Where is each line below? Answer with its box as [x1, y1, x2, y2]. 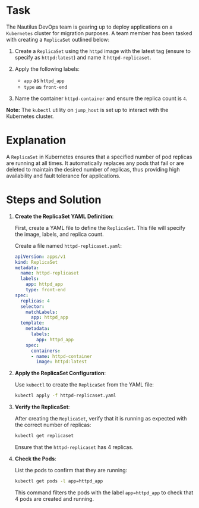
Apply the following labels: [14, 65, 80, 72]
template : [20, 320, 45, 326]
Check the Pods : [14, 455, 56, 462]
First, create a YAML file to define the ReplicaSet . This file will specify [14, 224, 186, 231]
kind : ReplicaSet [14, 259, 58, 265]
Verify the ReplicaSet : [14, 403, 70, 411]
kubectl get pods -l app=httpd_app [14, 478, 103, 484]
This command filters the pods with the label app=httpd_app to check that [14, 489, 194, 496]
